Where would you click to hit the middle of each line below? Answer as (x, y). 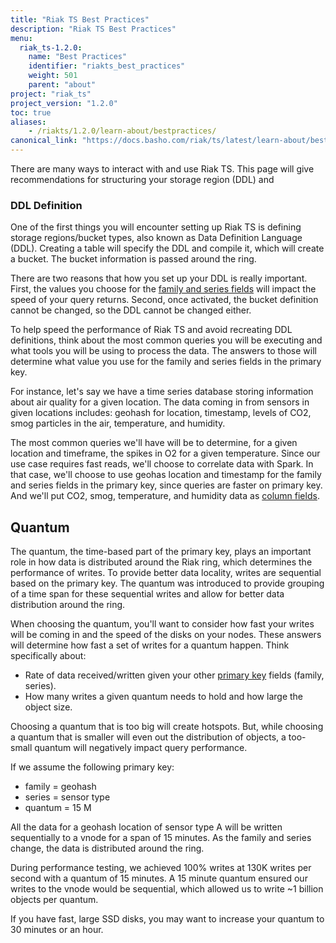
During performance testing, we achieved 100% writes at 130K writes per (161, 868)
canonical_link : (44, 141)
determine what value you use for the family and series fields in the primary (166, 362)
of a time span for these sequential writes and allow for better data (147, 594)
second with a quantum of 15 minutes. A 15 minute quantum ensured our (159, 878)
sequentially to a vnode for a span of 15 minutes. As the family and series (161, 838)
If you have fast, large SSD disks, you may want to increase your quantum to (167, 919)
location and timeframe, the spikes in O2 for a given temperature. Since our (165, 453)
